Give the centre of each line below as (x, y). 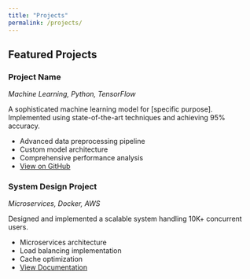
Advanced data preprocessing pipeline (82, 141)
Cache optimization (51, 259)
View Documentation (53, 267)
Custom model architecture (64, 149)
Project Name (35, 77)
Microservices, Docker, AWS (54, 204)
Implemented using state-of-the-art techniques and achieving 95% (117, 118)
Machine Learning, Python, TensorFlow (72, 94)
